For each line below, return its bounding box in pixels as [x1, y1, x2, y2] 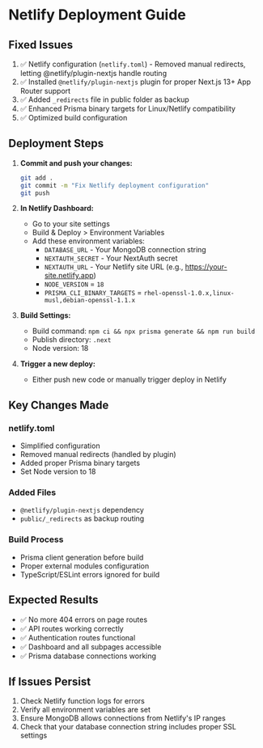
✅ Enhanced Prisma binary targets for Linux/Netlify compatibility [19, 104, 236, 113]
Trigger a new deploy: [19, 359, 95, 369]
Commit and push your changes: [19, 158, 133, 167]
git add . [19, 174, 54, 182]
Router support [19, 87, 71, 95]
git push [19, 188, 50, 197]
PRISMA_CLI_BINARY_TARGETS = [44, 288, 142, 298]
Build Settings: [19, 311, 71, 320]
